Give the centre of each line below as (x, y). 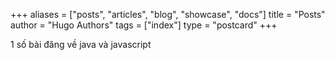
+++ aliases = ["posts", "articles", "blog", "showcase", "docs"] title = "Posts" (168, 14)
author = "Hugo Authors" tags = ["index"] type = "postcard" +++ (144, 25)
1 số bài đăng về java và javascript (81, 44)
